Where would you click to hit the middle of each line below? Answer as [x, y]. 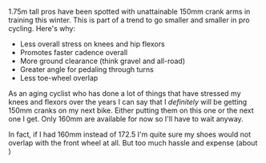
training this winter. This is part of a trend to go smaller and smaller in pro [129, 20]
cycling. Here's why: [42, 28]
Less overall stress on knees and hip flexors [93, 44]
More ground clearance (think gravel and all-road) [103, 61]
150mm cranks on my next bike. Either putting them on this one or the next [131, 110]
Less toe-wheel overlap [59, 78]
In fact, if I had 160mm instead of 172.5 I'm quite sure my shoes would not [129, 134]
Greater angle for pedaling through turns [87, 70]
